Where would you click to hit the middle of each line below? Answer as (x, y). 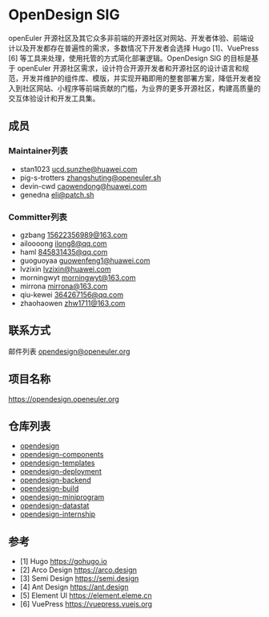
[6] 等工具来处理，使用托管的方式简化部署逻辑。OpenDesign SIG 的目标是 (130, 58)
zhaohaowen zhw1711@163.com (72, 303)
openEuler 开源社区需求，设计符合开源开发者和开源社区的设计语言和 (130, 68)
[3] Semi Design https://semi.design (79, 578)
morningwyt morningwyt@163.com (78, 277)
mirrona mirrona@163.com (64, 286)
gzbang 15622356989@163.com (74, 235)
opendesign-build (49, 488)
